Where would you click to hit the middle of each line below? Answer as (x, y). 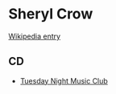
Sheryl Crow (51, 14)
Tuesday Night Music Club (64, 80)
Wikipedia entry (35, 36)
